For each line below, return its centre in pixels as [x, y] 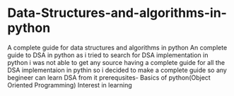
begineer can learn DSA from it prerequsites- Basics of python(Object [109, 77]
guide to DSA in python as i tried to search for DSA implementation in [108, 55]
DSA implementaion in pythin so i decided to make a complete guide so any [117, 70]
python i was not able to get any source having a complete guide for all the [116, 62]
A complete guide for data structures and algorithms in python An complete [117, 47]
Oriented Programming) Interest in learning [70, 85]
